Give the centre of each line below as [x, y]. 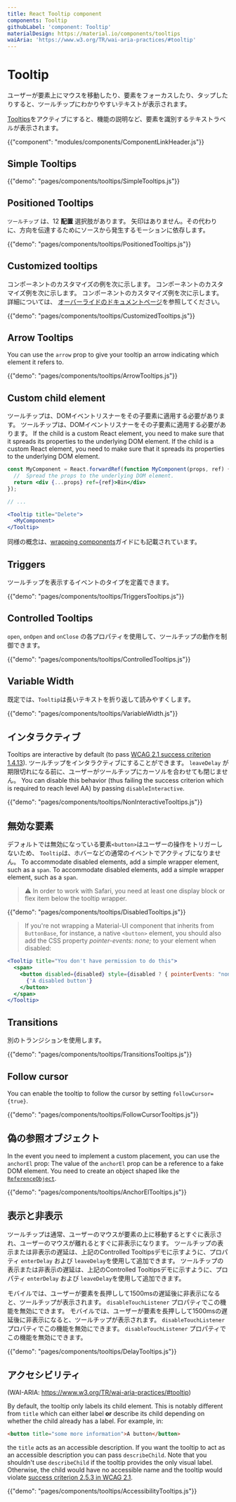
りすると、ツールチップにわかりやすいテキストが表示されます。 [99, 104]
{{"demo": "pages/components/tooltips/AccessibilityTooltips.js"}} [102, 1491]
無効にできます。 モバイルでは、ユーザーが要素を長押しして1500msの [120, 1310]
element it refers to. [36, 362]
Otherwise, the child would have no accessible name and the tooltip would [115, 1470]
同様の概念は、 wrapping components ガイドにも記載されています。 [104, 542]
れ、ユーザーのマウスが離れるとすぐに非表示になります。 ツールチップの [112, 1243]
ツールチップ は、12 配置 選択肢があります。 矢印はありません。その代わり [112, 221]
